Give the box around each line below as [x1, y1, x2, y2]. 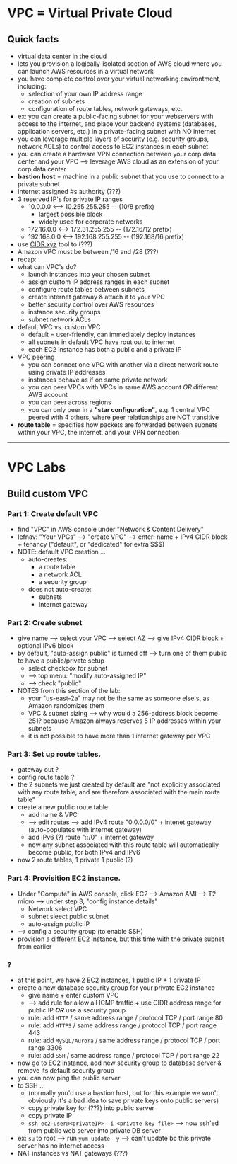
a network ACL [38, 570, 83, 578]
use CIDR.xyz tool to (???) [17, 240, 93, 249]
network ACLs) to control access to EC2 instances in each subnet [17, 142, 209, 150]
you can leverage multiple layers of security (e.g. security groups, [17, 135, 209, 143]
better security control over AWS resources [28, 300, 154, 309]
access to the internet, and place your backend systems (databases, [17, 120, 217, 128]
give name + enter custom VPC [28, 991, 119, 1000]
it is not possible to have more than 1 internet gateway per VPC [28, 731, 211, 741]
